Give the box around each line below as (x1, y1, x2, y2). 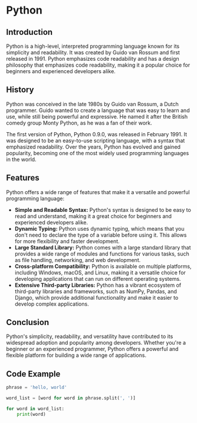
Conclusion (6, 317, 50, 327)
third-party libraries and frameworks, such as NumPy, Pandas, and (14, 287, 177, 295)
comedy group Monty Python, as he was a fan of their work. (6, 119, 152, 126)
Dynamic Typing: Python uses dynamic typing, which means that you (14, 225, 185, 232)
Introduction (6, 27, 53, 37)
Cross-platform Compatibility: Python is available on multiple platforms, (14, 263, 192, 270)
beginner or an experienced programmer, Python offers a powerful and (6, 346, 179, 353)
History (6, 85, 34, 95)
